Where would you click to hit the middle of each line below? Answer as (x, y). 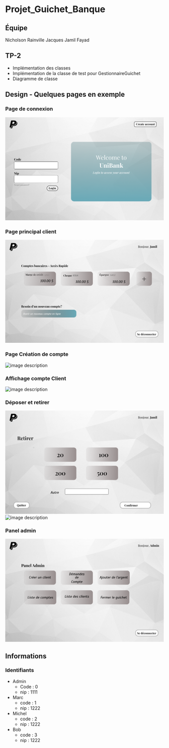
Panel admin (21, 530)
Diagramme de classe (35, 79)
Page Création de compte (37, 354)
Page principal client (31, 231)
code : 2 (29, 719)
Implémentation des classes (41, 68)
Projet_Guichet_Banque (55, 9)
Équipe (16, 28)
